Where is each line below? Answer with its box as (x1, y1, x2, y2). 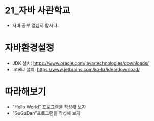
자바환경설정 (5, 42, 55, 54)
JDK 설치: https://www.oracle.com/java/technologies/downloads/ (12, 59, 149, 66)
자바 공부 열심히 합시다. (12, 22, 59, 28)
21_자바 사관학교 (5, 5, 70, 16)
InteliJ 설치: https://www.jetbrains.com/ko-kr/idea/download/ (12, 66, 140, 72)
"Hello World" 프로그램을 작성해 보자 (12, 104, 86, 110)
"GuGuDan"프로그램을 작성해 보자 (12, 110, 81, 116)
